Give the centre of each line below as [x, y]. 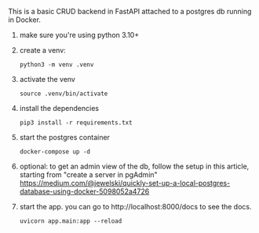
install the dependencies [59, 108]
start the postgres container [64, 137]
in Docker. [25, 20]
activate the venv [47, 79]
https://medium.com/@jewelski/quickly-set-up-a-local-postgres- [125, 183]
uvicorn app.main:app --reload [71, 221]
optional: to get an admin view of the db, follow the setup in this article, [134, 166]
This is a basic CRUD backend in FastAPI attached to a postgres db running [130, 11]
